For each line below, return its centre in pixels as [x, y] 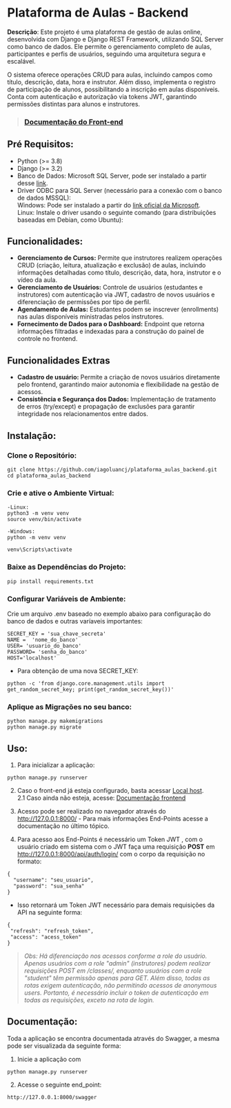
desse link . [32, 183]
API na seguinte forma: [50, 912]
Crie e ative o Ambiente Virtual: [61, 493]
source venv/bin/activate [44, 520]
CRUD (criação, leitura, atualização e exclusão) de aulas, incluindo [111, 265]
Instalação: [32, 436]
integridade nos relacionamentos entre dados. [82, 414]
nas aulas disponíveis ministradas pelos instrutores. [90, 317]
